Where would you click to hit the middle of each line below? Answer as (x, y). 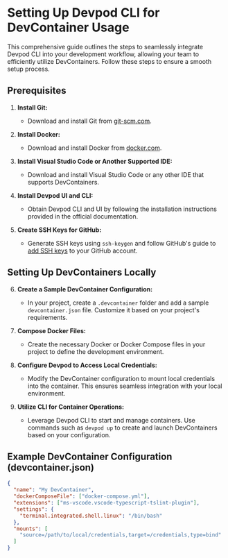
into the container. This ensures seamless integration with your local (125, 386)
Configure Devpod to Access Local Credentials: (87, 365)
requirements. (47, 317)
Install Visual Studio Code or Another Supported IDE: (95, 161)
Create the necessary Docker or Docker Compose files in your (116, 344)
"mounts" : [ (31, 529)
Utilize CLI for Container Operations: (71, 407)
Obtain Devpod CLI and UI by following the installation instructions (122, 209)
